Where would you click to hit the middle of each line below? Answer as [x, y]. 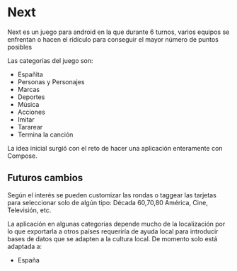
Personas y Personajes [51, 81]
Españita [30, 74]
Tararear [30, 127]
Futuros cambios [45, 178]
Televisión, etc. [29, 210]
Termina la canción [45, 134]
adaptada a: [25, 246]
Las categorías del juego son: [50, 60]
